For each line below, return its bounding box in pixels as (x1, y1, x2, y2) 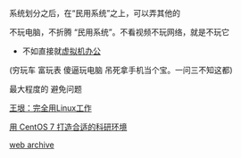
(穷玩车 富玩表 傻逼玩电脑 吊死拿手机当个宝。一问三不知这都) (9, 65, 234, 75)
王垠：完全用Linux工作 (9, 103, 92, 113)
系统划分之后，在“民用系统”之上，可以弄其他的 (9, 8, 181, 18)
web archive (9, 139, 55, 150)
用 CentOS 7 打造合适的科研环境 (9, 121, 128, 132)
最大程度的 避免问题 (9, 84, 82, 94)
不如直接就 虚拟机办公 (21, 46, 101, 56)
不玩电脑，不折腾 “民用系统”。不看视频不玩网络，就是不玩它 (9, 27, 230, 37)
